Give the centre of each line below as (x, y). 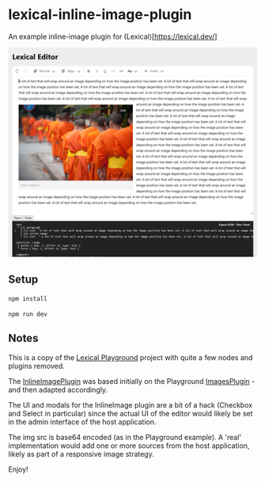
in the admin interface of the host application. (82, 422)
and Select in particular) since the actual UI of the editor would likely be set (131, 413)
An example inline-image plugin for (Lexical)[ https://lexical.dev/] (113, 36)
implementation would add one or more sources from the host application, (129, 446)
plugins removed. (36, 366)
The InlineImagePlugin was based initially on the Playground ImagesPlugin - (132, 381)
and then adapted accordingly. (58, 389)
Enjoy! (19, 469)
